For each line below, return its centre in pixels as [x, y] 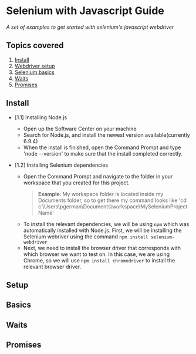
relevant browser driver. [52, 267]
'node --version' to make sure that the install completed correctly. [103, 153]
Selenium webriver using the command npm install [86, 237]
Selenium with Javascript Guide [85, 11]
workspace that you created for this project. [77, 183]
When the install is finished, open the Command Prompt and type [102, 147]
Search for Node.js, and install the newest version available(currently [107, 135]
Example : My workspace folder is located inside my [101, 194]
